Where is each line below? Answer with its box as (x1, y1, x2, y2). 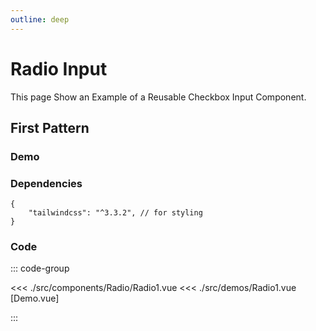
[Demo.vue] (10, 292, 60, 305)
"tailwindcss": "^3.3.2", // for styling (28, 208, 203, 218)
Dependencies (10, 176, 83, 190)
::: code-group (10, 262, 70, 275)
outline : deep (10, 14, 70, 25)
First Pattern (10, 119, 90, 136)
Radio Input (10, 57, 108, 80)
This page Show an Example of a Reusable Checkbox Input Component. (10, 91, 307, 103)
